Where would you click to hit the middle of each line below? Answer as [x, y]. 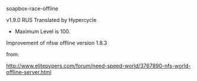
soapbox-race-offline [32, 9]
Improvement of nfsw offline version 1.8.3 [57, 43]
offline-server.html [29, 72]
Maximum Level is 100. [42, 31]
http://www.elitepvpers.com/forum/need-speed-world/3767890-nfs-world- [99, 66]
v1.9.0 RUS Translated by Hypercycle [51, 20]
